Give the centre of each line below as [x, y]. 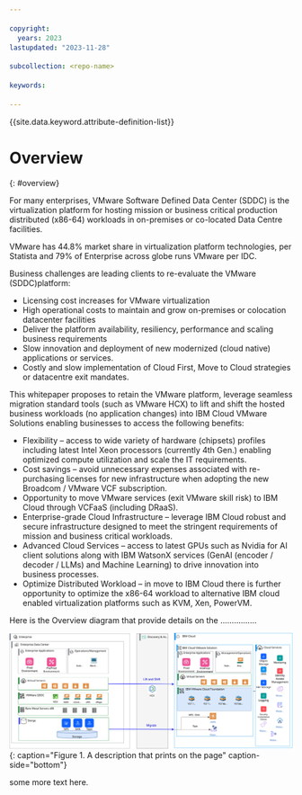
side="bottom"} [38, 764]
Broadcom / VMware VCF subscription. [95, 488]
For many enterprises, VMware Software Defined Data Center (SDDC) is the [150, 200]
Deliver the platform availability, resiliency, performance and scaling [148, 329]
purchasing [43, 478]
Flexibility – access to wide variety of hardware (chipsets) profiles [144, 440]
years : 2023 [40, 38]
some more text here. [49, 782]
